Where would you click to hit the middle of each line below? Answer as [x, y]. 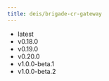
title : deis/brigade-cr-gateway [54, 14]
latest [25, 34]
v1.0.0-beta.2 [37, 71]
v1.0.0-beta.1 [36, 63]
